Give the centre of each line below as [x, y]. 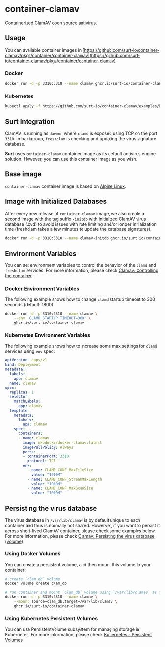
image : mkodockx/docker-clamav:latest [62, 443]
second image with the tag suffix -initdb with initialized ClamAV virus [76, 219]
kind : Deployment [23, 365]
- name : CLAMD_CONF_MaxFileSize [60, 470]
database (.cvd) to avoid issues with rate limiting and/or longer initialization [81, 224]
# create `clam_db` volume [33, 579]
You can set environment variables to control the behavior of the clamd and [81, 265]
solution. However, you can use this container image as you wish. [71, 159]
